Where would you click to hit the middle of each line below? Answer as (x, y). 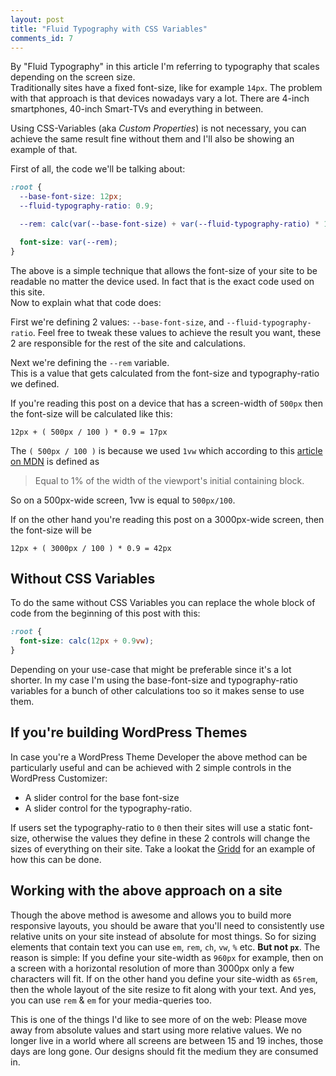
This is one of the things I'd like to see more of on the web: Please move (159, 1019)
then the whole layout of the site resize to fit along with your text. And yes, (163, 989)
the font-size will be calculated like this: (91, 413)
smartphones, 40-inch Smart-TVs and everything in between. (137, 109)
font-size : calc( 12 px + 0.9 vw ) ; (87, 641)
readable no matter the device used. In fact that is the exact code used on (162, 281)
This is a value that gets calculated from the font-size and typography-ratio (165, 373)
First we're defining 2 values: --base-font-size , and (117, 322)
